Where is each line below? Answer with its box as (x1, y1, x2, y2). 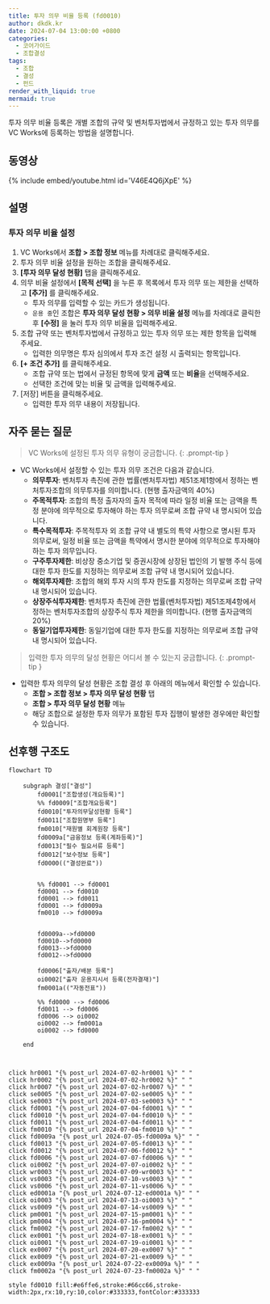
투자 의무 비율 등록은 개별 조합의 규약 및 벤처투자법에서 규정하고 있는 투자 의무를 (8, 118, 260, 128)
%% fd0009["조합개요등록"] (37, 800, 118, 808)
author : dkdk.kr (8, 19, 63, 27)
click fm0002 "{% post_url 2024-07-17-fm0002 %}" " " (8, 1225, 193, 1233)
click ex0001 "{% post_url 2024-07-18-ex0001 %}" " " (8, 1232, 193, 1240)
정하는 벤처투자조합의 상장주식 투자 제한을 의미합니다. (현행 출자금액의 (31, 606, 252, 616)
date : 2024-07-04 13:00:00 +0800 (8, 27, 121, 35)
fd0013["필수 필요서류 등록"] (37, 842, 125, 850)
